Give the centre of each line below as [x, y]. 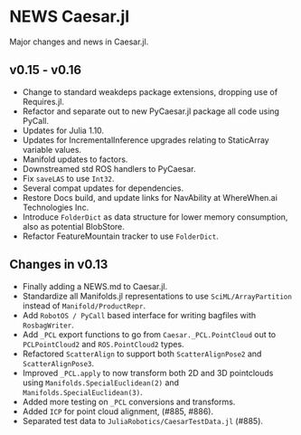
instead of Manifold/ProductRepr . [84, 306]
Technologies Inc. [56, 207]
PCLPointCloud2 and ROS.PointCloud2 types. [103, 344]
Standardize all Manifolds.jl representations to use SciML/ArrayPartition [157, 296]
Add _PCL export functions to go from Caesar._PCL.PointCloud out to [149, 334]
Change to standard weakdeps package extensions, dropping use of [150, 91]
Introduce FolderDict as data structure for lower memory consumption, [155, 217]
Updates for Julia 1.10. [63, 130]
